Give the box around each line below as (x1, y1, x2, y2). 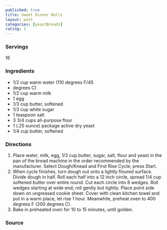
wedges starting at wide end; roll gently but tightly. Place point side (12, 185, 155, 191)
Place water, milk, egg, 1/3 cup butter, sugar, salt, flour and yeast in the (12, 152, 162, 159)
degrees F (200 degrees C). (12, 201, 71, 207)
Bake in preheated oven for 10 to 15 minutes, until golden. (12, 207, 134, 213)
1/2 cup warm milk (12, 90, 52, 96)
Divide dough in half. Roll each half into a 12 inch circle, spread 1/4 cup (12, 174, 162, 180)
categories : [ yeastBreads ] (5, 21, 63, 27)
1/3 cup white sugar (12, 106, 55, 112)
